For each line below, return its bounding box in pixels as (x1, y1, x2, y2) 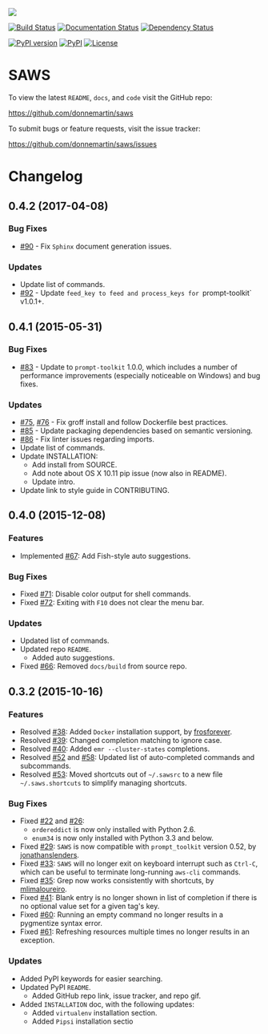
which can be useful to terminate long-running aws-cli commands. (19, 867, 242, 877)
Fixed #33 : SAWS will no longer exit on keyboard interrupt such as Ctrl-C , (19, 858, 258, 869)
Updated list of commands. (19, 636, 110, 645)
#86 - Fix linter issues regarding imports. (19, 434, 154, 444)
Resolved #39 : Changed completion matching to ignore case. (19, 736, 222, 745)
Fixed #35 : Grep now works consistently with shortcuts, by (19, 876, 214, 886)
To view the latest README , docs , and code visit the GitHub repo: (8, 92, 213, 102)
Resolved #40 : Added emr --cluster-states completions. (19, 744, 210, 753)
